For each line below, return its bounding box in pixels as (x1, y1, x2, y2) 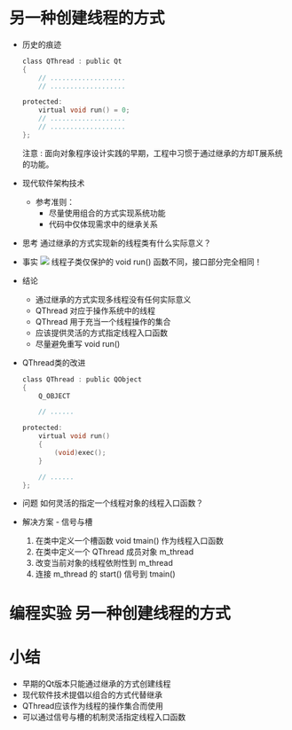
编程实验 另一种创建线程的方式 (9, 603, 231, 624)
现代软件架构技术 (21, 177, 85, 188)
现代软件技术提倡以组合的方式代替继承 (21, 689, 162, 700)
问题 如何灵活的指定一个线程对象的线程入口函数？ (21, 498, 204, 508)
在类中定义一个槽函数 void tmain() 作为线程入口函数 (35, 536, 224, 546)
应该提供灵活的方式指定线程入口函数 (35, 327, 169, 338)
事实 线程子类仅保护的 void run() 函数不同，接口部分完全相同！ (21, 256, 263, 267)
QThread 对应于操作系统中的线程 (35, 305, 155, 316)
